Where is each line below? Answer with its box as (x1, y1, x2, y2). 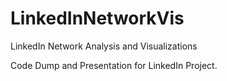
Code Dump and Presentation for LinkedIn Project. (10, 59, 218, 71)
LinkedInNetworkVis (10, 7, 185, 30)
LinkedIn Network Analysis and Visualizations (10, 40, 198, 52)
